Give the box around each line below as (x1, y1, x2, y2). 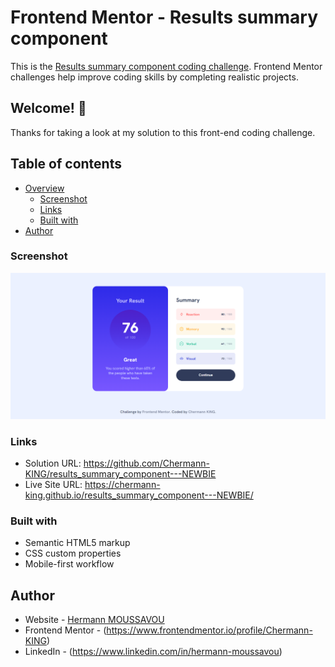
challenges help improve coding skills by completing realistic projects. (10, 71, 299, 83)
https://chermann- (84, 478, 161, 490)
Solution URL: (24, 457, 82, 469)
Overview (24, 182, 65, 194)
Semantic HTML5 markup (24, 537, 131, 549)
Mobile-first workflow (24, 558, 115, 570)
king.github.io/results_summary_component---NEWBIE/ (24, 489, 254, 501)
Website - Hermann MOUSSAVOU (24, 614, 165, 626)
